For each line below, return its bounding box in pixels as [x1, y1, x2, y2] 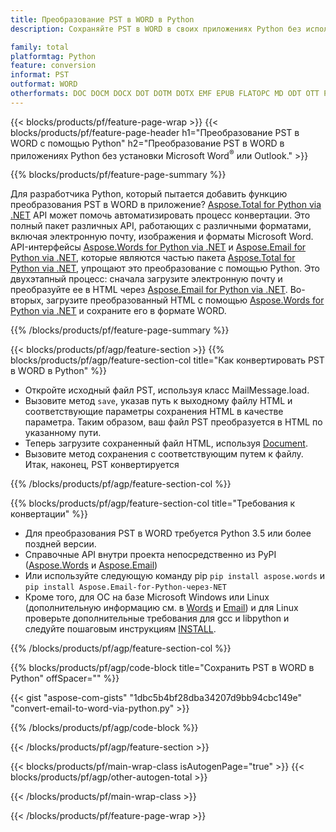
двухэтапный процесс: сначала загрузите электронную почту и [10, 273, 283, 285]
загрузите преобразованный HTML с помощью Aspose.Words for [46, 294, 325, 306]
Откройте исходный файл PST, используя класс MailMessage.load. [24, 384, 310, 396]
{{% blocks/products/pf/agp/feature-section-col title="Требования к [10, 497, 296, 510]
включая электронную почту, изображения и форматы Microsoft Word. [10, 231, 314, 243]
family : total [10, 42, 70, 52]
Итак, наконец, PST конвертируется [24, 459, 180, 471]
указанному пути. [24, 427, 102, 439]
